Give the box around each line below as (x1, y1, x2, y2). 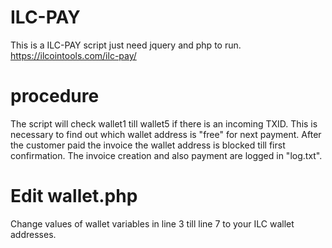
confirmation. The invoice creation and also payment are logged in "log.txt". (10, 149, 323, 161)
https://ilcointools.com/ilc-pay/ (10, 49, 137, 61)
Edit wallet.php (10, 185, 138, 208)
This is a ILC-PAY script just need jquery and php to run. (10, 39, 242, 51)
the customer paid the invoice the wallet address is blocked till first (10, 139, 286, 151)
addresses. (10, 228, 57, 240)
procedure (10, 85, 100, 108)
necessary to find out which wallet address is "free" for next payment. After (10, 128, 322, 140)
